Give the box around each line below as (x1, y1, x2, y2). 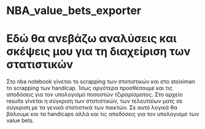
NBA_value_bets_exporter (6, 4, 142, 18)
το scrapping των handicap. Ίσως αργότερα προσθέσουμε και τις (6, 84, 173, 92)
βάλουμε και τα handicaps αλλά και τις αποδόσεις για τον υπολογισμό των (6, 111, 199, 118)
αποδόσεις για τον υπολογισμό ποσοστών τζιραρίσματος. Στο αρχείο (6, 91, 183, 98)
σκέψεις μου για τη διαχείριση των (6, 45, 191, 59)
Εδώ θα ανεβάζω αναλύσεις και (6, 32, 177, 46)
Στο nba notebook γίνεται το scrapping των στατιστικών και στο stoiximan (6, 78, 195, 86)
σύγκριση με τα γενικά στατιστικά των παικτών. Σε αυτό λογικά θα (6, 104, 178, 111)
